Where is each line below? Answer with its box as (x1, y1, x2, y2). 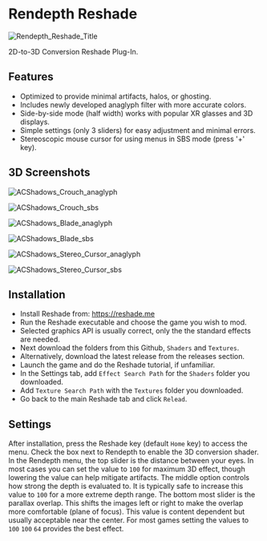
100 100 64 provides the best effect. (8, 524, 124, 534)
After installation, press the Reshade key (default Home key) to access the (8, 438, 248, 449)
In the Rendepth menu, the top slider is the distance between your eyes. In (8, 456, 254, 466)
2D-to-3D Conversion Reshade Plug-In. (8, 46, 139, 56)
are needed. (19, 334, 60, 345)
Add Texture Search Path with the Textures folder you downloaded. (19, 386, 244, 395)
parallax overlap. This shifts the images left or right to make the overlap (8, 499, 244, 508)
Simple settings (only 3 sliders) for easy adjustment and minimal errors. (19, 125, 257, 135)
